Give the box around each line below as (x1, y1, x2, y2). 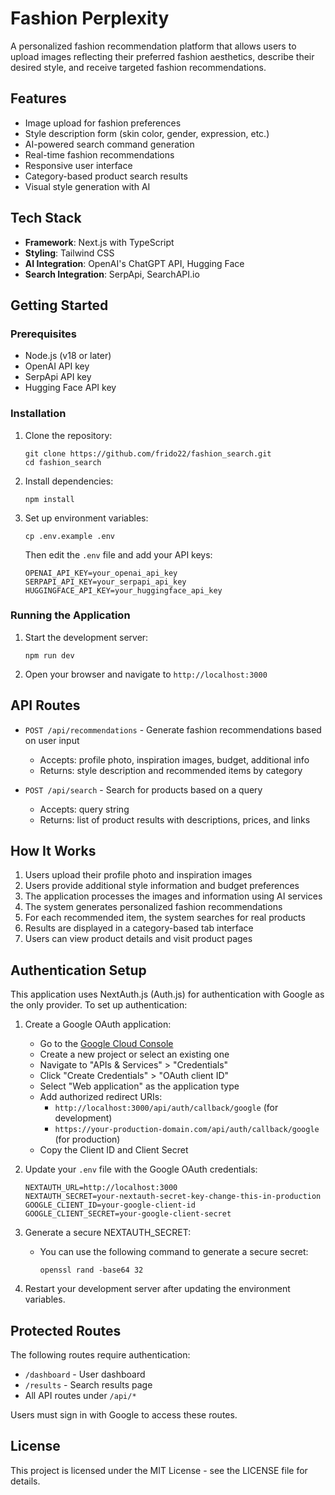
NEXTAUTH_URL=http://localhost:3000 (24, 1183, 178, 1193)
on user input (24, 734, 80, 746)
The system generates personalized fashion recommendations (24, 901, 283, 913)
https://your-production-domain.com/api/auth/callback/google (54, 1125, 320, 1135)
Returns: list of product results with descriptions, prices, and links (39, 813, 311, 826)
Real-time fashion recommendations (24, 148, 175, 161)
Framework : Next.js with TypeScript (24, 236, 175, 248)
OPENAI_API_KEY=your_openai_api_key (24, 568, 178, 578)
